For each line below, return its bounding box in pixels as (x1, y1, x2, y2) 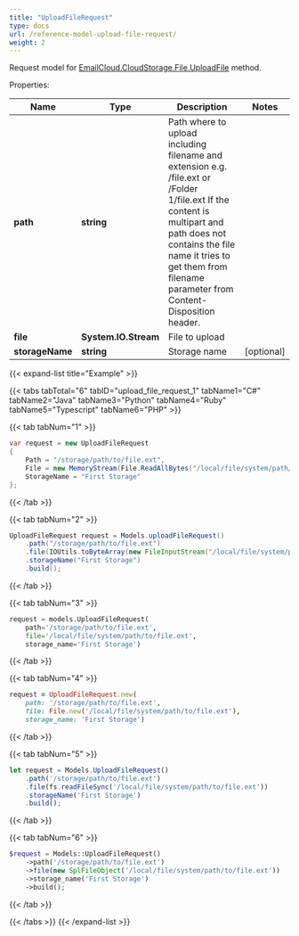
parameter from (167, 283, 234, 295)
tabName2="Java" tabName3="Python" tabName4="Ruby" (9, 395, 227, 406)
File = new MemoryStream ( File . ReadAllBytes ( (25, 464, 193, 472)
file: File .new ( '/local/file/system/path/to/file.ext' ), (25, 707, 241, 716)
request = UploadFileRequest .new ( (9, 690, 138, 700)
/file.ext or (167, 171, 211, 184)
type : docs (9, 21, 50, 30)
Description (176, 101, 228, 113)
